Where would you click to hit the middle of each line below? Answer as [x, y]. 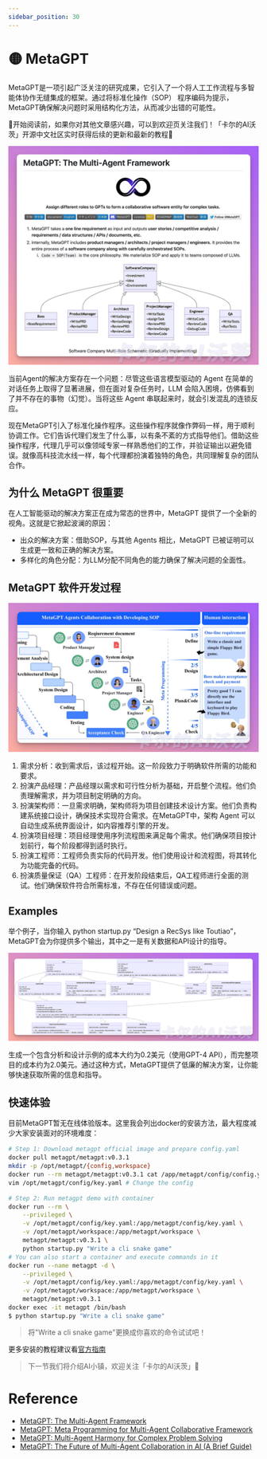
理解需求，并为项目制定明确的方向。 [86, 796]
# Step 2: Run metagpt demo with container [81, 1198]
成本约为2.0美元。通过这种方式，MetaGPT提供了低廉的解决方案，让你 [137, 1065]
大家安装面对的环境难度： [57, 1133]
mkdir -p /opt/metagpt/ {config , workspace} [79, 1166]
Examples [33, 911]
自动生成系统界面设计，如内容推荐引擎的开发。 [96, 826]
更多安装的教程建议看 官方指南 [57, 1349]
